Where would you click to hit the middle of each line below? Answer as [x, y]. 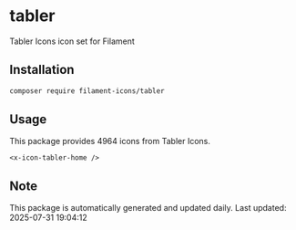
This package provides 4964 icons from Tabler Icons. [110, 141]
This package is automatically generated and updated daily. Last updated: [148, 208]
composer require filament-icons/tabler [87, 91]
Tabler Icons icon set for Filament [72, 41]
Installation [42, 70]
